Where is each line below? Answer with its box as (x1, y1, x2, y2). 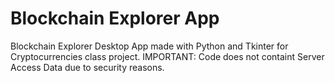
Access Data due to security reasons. (10, 61, 165, 73)
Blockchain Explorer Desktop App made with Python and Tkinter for (10, 40, 289, 52)
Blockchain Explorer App (10, 7, 220, 30)
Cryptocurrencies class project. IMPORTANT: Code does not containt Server (10, 50, 325, 62)
